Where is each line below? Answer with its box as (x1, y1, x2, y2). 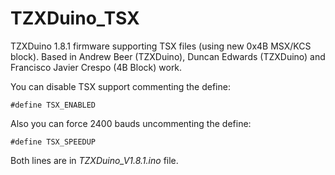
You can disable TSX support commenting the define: (10, 80, 231, 92)
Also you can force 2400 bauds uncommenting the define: (10, 117, 252, 129)
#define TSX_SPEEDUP (10, 137, 97, 147)
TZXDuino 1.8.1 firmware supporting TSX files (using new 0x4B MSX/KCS (10, 40, 312, 52)
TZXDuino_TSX (10, 7, 140, 30)
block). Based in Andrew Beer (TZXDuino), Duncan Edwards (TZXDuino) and (10, 50, 326, 62)
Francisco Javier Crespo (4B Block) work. (10, 61, 183, 73)
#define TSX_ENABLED (10, 100, 97, 110)
